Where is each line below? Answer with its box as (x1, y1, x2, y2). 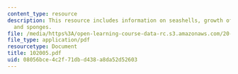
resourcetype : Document (7, 43, 78, 50)
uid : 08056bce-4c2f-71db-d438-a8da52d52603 (7, 56, 138, 63)
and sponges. (13, 23, 52, 30)
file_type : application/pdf (7, 37, 91, 44)
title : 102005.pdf (7, 50, 62, 57)
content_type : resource (7, 10, 78, 18)
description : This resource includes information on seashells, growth (7, 17, 223, 24)
